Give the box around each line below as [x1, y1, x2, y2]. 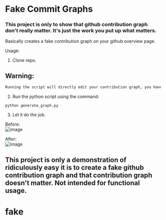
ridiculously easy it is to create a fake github [5, 163, 144, 172]
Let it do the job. [12, 112, 46, 118]
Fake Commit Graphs [5, 3, 93, 15]
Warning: [5, 71, 35, 80]
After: [5, 136, 17, 142]
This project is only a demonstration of [5, 156, 127, 164]
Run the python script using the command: [12, 94, 99, 99]
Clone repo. [12, 58, 37, 63]
